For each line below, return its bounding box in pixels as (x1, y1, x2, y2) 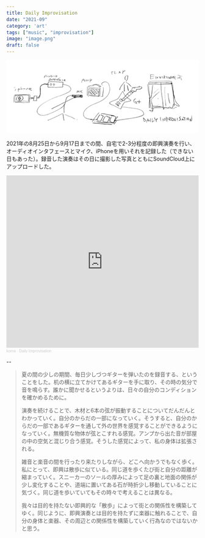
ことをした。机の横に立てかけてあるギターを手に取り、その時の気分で (21, 378, 198, 385)
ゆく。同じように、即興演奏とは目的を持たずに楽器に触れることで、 (21, 509, 192, 517)
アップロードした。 (6, 162, 55, 170)
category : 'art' (6, 23, 48, 29)
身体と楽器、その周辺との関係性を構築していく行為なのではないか (32, 517, 198, 524)
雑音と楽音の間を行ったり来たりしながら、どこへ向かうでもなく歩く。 (21, 458, 198, 465)
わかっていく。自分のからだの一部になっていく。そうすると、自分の (21, 414, 192, 422)
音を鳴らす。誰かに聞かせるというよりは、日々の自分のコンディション (21, 386, 197, 393)
